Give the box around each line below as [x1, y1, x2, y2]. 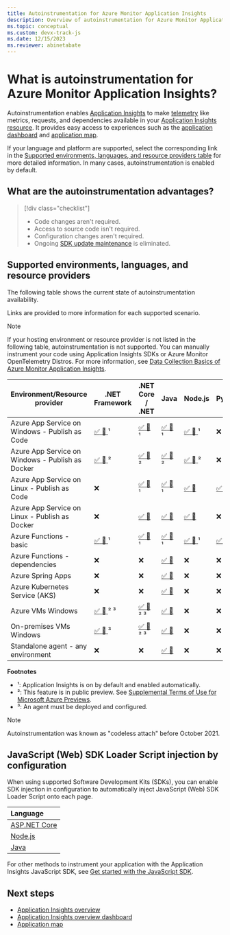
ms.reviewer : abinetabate [7, 42, 81, 49]
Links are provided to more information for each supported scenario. [7, 308, 201, 316]
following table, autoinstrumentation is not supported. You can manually [7, 343, 210, 351]
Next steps [7, 887, 55, 899]
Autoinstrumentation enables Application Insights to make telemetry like [7, 108, 210, 117]
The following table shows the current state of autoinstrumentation [7, 288, 195, 296]
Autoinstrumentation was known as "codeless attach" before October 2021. [7, 729, 220, 737]
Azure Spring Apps [10, 570, 72, 580]
